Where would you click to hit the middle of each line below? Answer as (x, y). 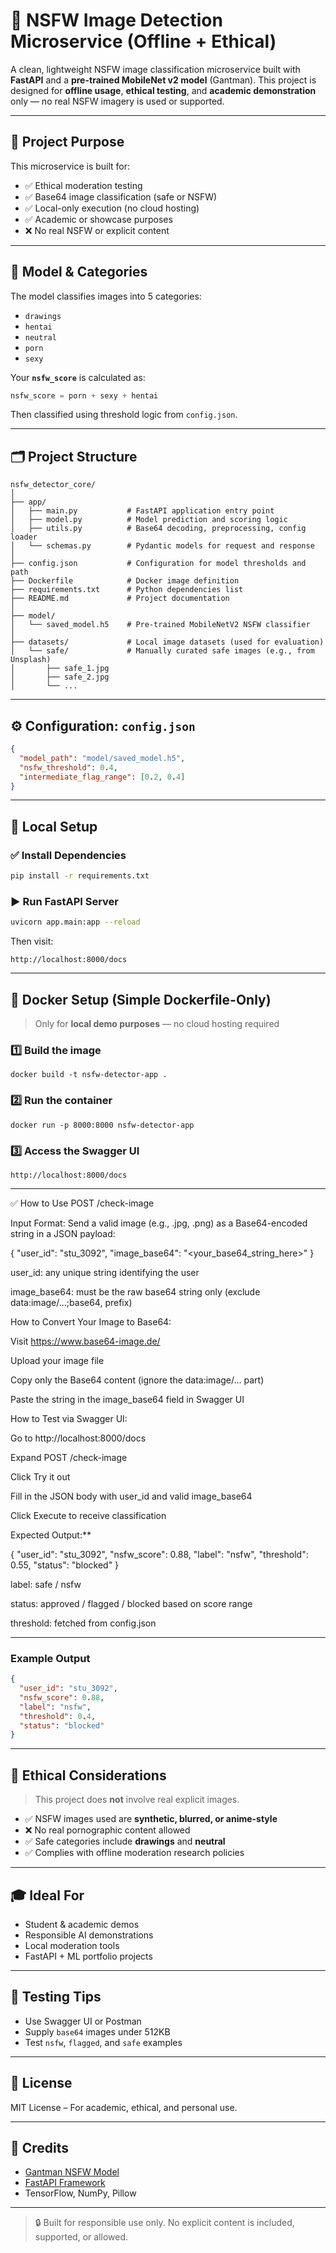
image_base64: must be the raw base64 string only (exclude (135, 1291)
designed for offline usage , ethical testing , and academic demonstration (163, 90)
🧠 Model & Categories (79, 272)
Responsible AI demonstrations (89, 1935)
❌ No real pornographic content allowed (107, 1830)
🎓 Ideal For (47, 1895)
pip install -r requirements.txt (80, 876)
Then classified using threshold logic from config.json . (124, 415)
